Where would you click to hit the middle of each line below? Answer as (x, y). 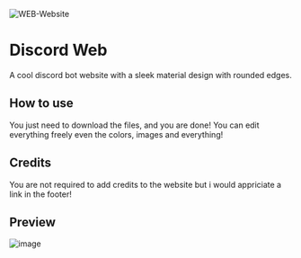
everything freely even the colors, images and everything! (116, 134)
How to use (41, 103)
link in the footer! (40, 194)
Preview (33, 222)
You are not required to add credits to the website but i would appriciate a (145, 184)
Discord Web (58, 50)
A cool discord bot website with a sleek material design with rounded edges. (150, 75)
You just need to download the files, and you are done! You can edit (134, 125)
